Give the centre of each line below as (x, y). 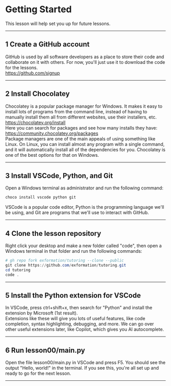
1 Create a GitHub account (48, 44)
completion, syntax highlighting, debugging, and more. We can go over (80, 324)
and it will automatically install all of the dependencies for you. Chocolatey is (85, 150)
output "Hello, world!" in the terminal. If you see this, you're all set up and (82, 368)
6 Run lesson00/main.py (45, 350)
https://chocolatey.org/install (35, 122)
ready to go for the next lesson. (38, 373)
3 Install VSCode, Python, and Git (59, 175)
